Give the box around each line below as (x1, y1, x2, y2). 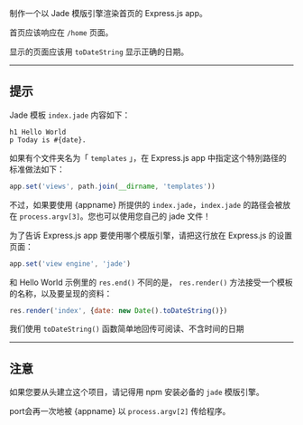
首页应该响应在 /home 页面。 (9, 27, 114, 38)
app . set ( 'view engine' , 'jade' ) (9, 259, 131, 269)
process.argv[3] (19, 212, 81, 222)
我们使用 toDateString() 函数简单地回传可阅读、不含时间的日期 (9, 324, 245, 335)
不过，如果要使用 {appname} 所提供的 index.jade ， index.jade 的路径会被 (9, 199, 283, 210)
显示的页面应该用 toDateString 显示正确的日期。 (9, 46, 189, 57)
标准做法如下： (9, 164, 65, 175)
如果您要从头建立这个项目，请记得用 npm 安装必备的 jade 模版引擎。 (9, 387, 264, 398)
